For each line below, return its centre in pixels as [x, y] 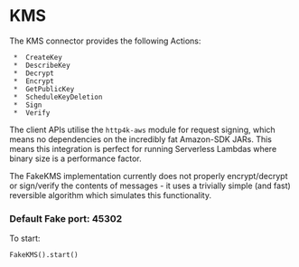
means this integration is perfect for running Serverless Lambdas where [143, 148]
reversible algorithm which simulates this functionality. [111, 195]
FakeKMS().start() [44, 255]
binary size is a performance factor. [75, 158]
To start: [25, 238]
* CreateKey [38, 57]
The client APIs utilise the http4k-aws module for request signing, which [142, 129]
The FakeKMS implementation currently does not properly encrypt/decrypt [149, 176]
